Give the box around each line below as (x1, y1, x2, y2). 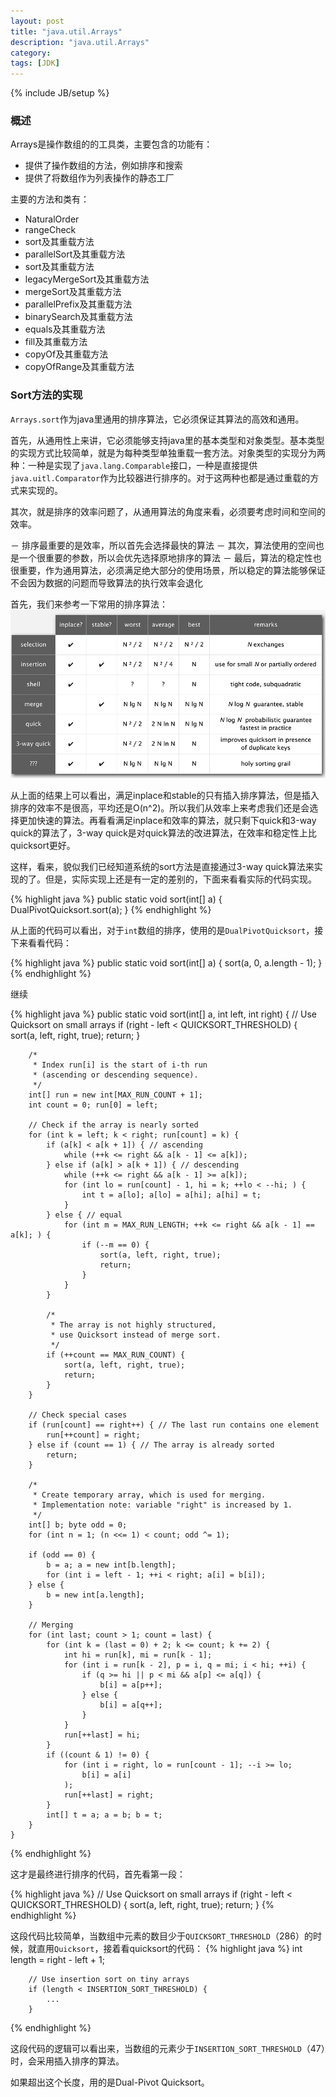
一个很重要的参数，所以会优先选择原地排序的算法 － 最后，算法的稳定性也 (18, 551, 322, 564)
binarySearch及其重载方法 (24, 311, 133, 323)
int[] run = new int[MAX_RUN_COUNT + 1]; (28, 1090, 203, 1100)
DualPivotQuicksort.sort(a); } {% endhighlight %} (10, 903, 212, 915)
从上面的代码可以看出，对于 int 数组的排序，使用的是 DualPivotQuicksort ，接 (10, 924, 324, 936)
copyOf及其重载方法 (24, 348, 109, 360)
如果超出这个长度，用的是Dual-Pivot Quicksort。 (10, 2076, 210, 2088)
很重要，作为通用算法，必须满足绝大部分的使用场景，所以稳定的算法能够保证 (10, 564, 326, 576)
